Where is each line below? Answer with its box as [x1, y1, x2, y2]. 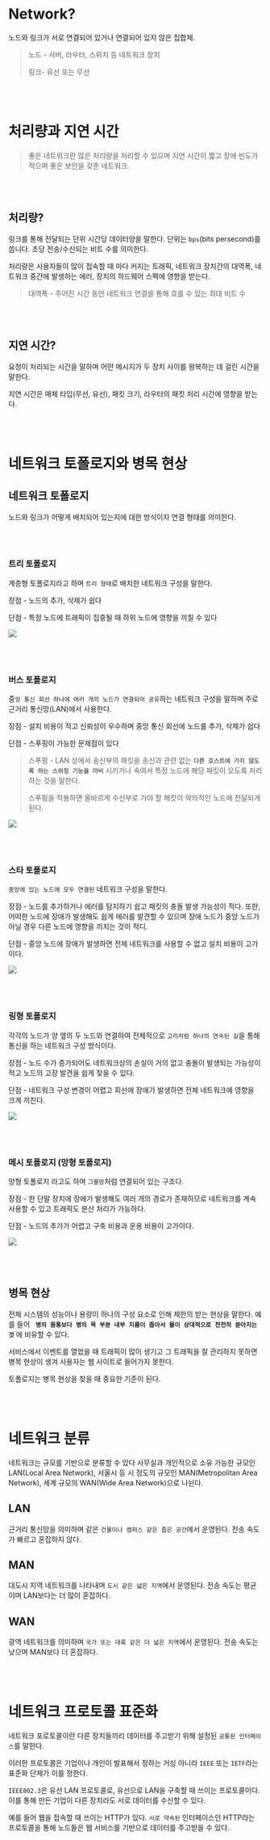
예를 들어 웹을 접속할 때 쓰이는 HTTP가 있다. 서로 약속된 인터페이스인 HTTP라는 [8, 1813, 255, 1822]
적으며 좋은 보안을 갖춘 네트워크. [27, 161, 130, 170]
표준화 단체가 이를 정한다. [8, 1768, 89, 1778]
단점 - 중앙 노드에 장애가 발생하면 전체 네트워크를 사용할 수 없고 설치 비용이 [8, 939, 243, 949]
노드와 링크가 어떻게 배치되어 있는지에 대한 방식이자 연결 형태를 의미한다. [8, 512, 236, 522]
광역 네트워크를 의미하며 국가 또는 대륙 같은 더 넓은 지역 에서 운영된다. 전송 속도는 [8, 1637, 260, 1647]
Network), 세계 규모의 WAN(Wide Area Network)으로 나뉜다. [8, 1477, 204, 1487]
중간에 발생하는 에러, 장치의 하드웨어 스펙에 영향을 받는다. [29, 271, 211, 281]
